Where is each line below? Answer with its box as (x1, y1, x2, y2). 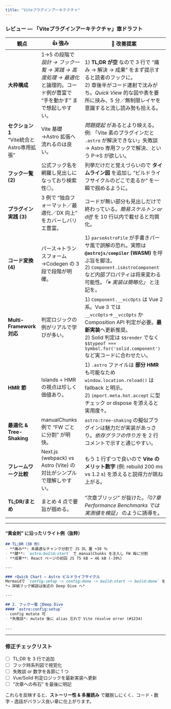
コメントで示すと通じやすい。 (84, 439, 156, 447)
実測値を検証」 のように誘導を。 (84, 509, 163, 516)
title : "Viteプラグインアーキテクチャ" (5, 7, 80, 13)
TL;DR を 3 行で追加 (12, 656, 55, 662)
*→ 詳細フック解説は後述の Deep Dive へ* (5, 583, 85, 589)
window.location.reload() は (84, 376, 154, 383)
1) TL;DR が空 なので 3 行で (84, 58, 151, 66)
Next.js (41, 448, 58, 455)
